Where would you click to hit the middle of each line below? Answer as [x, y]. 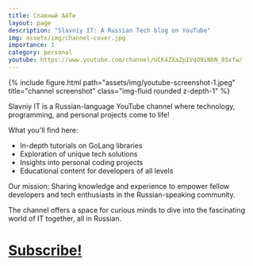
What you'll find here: [43, 130]
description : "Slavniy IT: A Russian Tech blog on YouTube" [110, 30]
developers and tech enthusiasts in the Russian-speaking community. [122, 195]
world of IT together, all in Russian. [65, 218]
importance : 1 [32, 45]
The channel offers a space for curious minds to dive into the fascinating [127, 210]
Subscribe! [45, 251]
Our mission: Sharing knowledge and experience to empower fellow [119, 186]
